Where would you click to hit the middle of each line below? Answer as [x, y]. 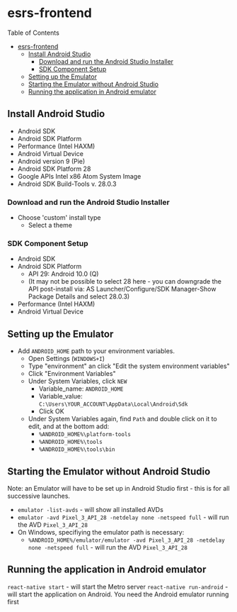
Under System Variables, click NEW [77, 382]
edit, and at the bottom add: [69, 426]
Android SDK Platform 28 [54, 169]
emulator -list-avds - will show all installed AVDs [91, 509]
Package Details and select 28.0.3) [79, 296]
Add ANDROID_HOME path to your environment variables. [96, 351]
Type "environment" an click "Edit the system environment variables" [129, 366]
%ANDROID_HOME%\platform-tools [85, 435]
